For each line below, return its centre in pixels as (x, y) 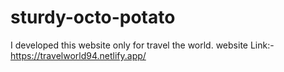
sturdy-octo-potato (93, 17)
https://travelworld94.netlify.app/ (78, 55)
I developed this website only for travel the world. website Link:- (142, 45)
